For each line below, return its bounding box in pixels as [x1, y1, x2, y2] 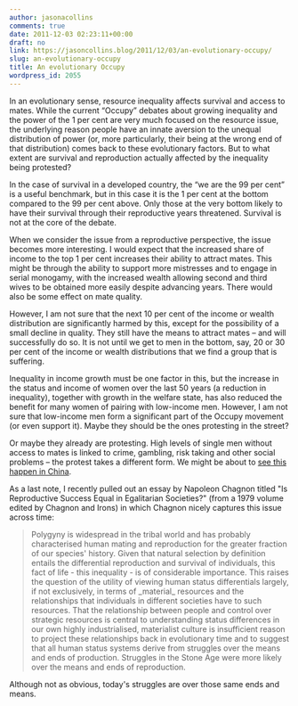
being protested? [9, 161, 72, 172]
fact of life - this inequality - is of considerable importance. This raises [30, 567, 289, 578]
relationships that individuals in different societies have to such [30, 595, 262, 606]
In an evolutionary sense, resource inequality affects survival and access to [9, 95, 286, 106]
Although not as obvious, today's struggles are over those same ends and [9, 678, 280, 689]
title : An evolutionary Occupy [9, 63, 125, 72]
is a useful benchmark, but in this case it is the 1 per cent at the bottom [9, 188, 269, 199]
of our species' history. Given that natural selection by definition [30, 547, 266, 558]
